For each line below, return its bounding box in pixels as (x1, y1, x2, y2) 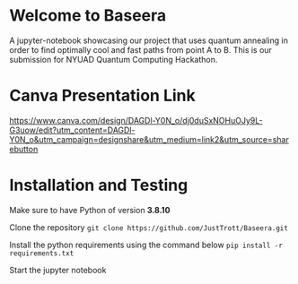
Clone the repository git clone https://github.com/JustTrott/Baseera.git (9, 221, 289, 233)
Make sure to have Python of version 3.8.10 (9, 204, 171, 215)
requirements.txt (9, 248, 74, 258)
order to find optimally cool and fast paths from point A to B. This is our (9, 44, 272, 55)
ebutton (9, 143, 39, 154)
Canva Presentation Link (9, 86, 196, 106)
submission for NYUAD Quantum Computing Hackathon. (9, 54, 218, 65)
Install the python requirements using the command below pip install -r (9, 239, 283, 250)
